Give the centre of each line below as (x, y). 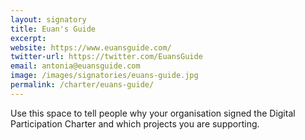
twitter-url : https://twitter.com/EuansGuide (106, 57)
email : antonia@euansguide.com (75, 66)
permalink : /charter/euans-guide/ (82, 85)
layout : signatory (48, 19)
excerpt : (28, 38)
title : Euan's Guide (53, 29)
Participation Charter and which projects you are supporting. (135, 123)
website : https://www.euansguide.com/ (91, 47)
